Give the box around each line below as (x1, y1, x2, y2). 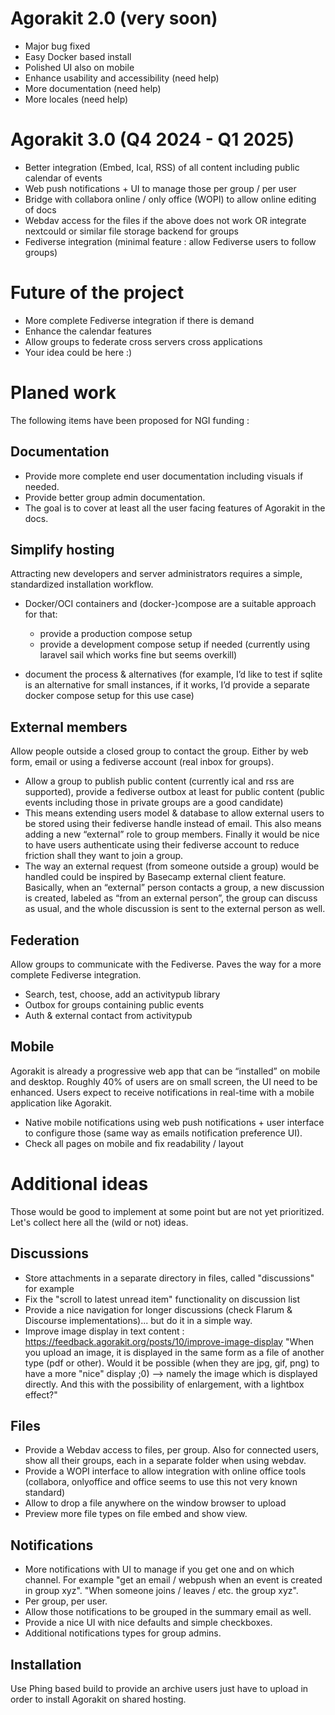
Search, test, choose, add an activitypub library (24, 988, 221, 1000)
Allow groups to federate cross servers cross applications (24, 335, 263, 347)
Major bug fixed (24, 40, 91, 52)
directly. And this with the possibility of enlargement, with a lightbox (24, 1378, 305, 1390)
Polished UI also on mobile (24, 61, 135, 73)
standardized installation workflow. (10, 578, 154, 591)
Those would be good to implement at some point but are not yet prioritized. (10, 1205, 325, 1217)
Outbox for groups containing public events (24, 999, 205, 1011)
